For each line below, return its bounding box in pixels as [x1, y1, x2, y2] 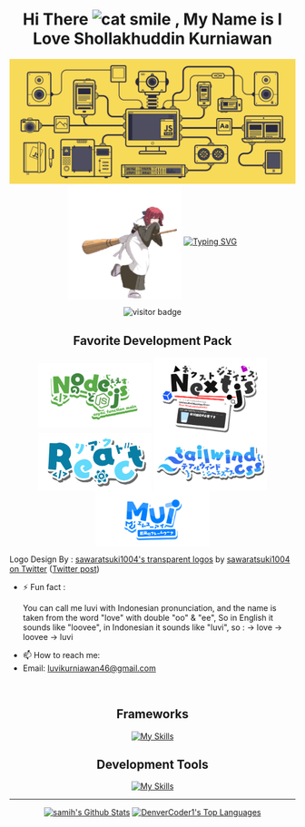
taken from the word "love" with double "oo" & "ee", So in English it [22, 612, 274, 623]
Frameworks [116, 706, 189, 722]
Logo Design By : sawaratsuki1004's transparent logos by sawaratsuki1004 [9, 554, 290, 565]
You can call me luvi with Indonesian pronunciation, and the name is [22, 602, 277, 613]
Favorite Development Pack [73, 332, 232, 349]
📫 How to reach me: [22, 649, 101, 660]
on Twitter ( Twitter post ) [9, 563, 100, 574]
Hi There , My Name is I [22, 9, 283, 30]
